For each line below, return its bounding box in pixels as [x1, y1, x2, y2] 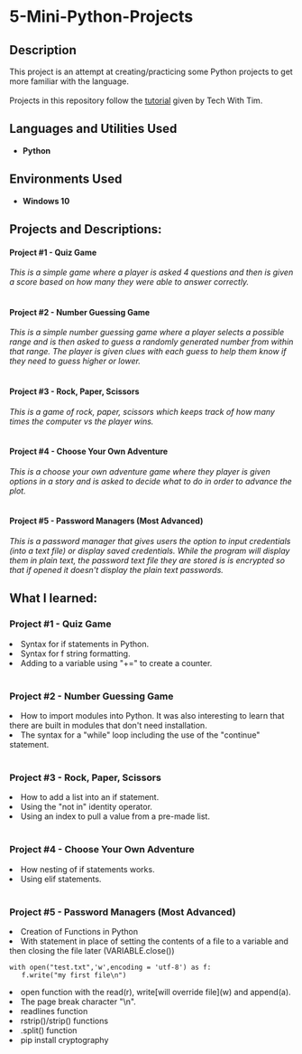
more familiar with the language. [9, 76, 129, 87]
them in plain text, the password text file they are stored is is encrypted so [9, 555, 286, 566]
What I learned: [9, 590, 97, 607]
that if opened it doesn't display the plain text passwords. [9, 565, 224, 576]
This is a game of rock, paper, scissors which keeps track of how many [9, 406, 275, 417]
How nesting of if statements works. [21, 863, 155, 874]
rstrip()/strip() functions [21, 1015, 109, 1026]
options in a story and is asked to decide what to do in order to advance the [9, 475, 293, 486]
